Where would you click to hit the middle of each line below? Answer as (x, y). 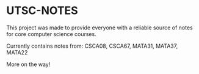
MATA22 (17, 52)
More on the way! (28, 64)
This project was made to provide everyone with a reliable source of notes (100, 28)
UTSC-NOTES (42, 11)
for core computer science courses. (51, 34)
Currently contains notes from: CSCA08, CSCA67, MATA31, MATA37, (92, 46)
